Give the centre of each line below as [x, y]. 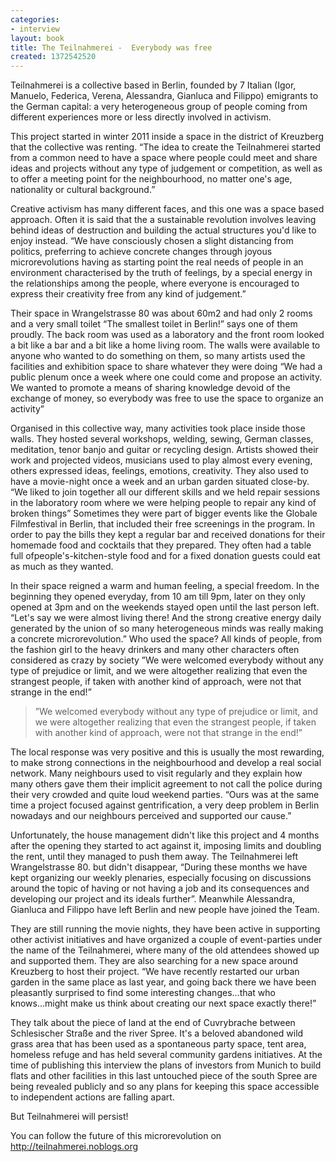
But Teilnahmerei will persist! [69, 1117]
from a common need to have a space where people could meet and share [164, 158]
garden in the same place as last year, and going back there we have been [163, 982]
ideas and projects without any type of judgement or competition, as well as [166, 168]
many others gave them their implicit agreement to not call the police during [166, 784]
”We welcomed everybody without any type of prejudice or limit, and [176, 712]
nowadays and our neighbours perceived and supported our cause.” [151, 816]
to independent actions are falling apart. [92, 1097]
